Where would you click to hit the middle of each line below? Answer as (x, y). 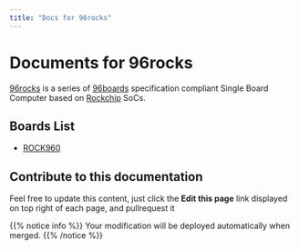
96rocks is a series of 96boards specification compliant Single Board (139, 88)
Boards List (42, 126)
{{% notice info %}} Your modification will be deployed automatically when (150, 226)
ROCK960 (41, 148)
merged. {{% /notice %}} (56, 235)
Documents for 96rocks (101, 62)
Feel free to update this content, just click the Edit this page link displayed (149, 199)
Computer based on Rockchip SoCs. (77, 97)
